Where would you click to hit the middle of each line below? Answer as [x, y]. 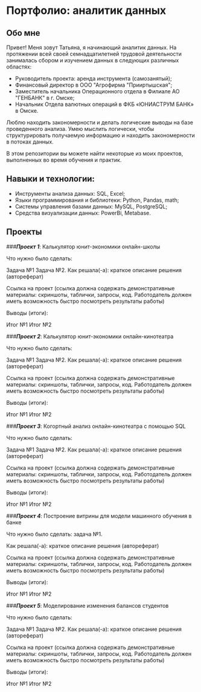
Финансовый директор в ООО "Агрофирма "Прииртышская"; [94, 85]
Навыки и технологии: [51, 179]
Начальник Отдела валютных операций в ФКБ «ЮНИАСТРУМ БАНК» [104, 104]
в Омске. [27, 111]
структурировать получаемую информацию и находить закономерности [101, 135]
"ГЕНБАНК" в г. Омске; [45, 98]
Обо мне [23, 33]
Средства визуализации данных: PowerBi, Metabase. [83, 213]
